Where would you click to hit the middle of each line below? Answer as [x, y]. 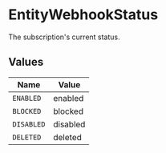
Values [26, 62]
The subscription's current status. [64, 37]
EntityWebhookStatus [83, 15]
